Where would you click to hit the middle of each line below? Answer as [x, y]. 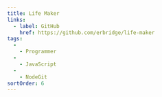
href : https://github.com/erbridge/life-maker [87, 32]
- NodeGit [34, 77]
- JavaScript [38, 64]
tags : [15, 39]
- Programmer [38, 52]
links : [16, 20]
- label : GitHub [36, 26]
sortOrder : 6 [26, 83]
